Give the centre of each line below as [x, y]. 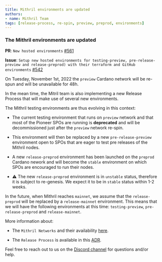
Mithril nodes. [26, 147]
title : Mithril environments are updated [48, 9]
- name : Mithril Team [27, 18]
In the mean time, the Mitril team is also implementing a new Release [73, 93]
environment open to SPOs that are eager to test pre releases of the [80, 142]
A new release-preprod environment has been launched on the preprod [83, 157]
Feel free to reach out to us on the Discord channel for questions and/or [77, 249]
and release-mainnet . [60, 212]
